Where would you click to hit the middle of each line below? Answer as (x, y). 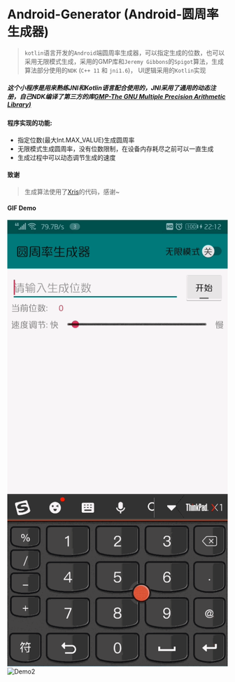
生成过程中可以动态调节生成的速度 (66, 157)
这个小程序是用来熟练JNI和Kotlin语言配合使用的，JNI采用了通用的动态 (109, 88)
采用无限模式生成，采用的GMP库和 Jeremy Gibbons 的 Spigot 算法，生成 (124, 61)
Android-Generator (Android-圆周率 (113, 14)
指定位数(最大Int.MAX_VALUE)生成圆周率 (76, 140)
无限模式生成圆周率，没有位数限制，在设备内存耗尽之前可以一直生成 (115, 149)
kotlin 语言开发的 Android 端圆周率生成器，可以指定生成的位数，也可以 (124, 53)
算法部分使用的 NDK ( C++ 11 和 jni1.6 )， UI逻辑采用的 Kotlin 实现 (115, 70)
